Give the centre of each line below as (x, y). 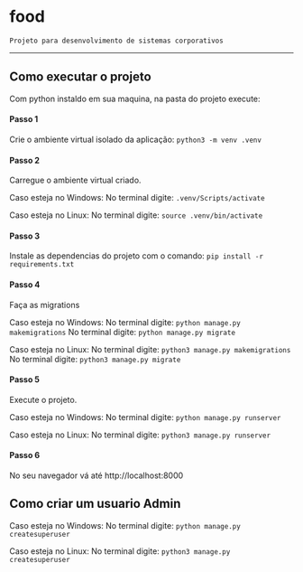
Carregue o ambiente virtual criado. (75, 180)
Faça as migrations (45, 305)
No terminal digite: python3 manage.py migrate (95, 359)
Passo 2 (25, 160)
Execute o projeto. (43, 399)
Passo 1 (24, 119)
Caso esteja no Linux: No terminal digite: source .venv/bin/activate (136, 215)
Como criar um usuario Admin (95, 504)
